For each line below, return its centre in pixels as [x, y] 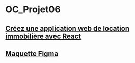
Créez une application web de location [67, 28]
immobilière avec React [43, 36]
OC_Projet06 [33, 9]
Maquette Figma [32, 54]
